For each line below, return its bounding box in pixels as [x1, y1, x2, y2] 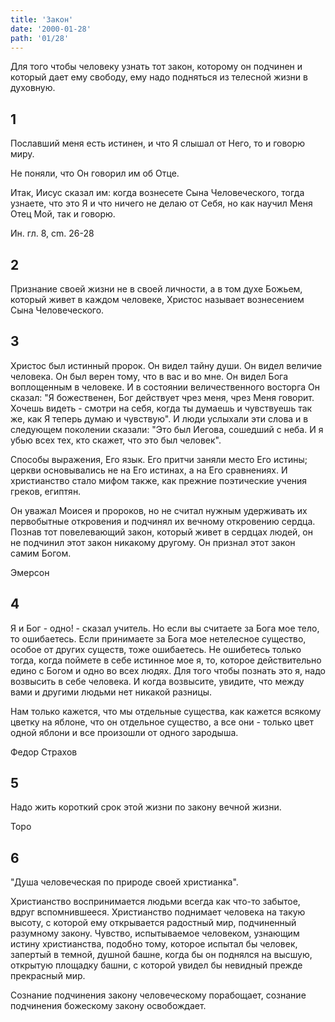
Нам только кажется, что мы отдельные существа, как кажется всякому [10, 705, 322, 717]
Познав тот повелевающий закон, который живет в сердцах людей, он [10, 526, 313, 538]
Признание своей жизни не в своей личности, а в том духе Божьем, [10, 283, 303, 295]
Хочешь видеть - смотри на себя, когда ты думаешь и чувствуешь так [10, 402, 313, 414]
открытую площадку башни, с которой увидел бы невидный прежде [10, 959, 303, 971]
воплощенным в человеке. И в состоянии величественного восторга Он [10, 381, 321, 393]
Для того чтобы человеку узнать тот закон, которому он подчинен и [10, 61, 303, 73]
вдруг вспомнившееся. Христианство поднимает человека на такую [10, 906, 306, 918]
